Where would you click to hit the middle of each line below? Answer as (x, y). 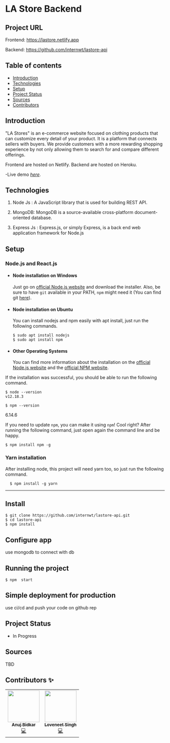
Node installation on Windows (45, 275)
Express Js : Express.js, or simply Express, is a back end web (76, 228)
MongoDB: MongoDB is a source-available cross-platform (73, 212)
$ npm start (19, 580)
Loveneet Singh (61, 725)
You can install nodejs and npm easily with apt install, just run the (80, 321)
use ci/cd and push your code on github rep (51, 607)
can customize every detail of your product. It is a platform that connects (81, 138)
